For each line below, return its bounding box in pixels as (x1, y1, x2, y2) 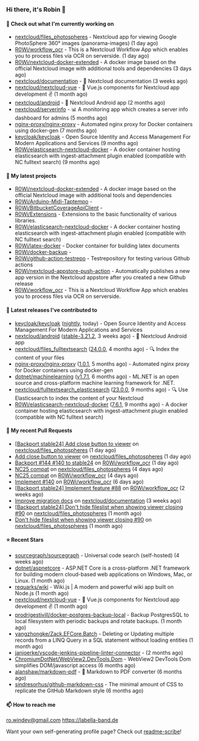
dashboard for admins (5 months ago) (14, 114, 108, 121)
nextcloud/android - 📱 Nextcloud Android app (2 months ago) (14, 99, 166, 106)
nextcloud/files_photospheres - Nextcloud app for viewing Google (14, 33, 177, 40)
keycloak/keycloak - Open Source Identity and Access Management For (14, 133, 191, 140)
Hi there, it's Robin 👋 (6, 5, 67, 14)
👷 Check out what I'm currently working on (6, 20, 114, 27)
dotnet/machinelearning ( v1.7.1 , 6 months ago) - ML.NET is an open (14, 373, 179, 380)
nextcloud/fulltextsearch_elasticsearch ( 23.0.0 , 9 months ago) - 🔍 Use (14, 386, 188, 393)
